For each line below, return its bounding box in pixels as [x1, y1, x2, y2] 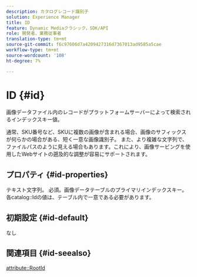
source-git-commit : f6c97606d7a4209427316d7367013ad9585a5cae [6, 42, 162, 48]
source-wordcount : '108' [6, 52, 67, 58]
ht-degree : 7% [6, 58, 41, 64]
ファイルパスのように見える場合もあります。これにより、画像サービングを [6, 143, 186, 150]
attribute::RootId [6, 264, 45, 271]
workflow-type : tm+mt [6, 47, 59, 53]
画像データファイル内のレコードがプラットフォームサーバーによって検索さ [6, 108, 186, 116]
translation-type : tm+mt [6, 36, 67, 42]
